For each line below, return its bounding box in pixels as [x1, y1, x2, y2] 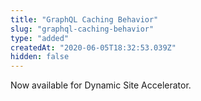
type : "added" [10, 33, 70, 43]
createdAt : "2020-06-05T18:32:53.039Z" [10, 42, 177, 53]
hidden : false [10, 52, 70, 62]
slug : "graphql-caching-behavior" [10, 24, 155, 34]
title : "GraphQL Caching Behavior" [10, 14, 159, 25]
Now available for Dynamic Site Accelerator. [10, 79, 192, 91]
